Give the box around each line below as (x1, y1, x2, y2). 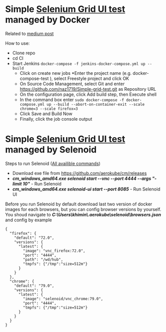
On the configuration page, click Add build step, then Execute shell (19, 91, 157, 97)
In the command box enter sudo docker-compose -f (19, 96, 124, 103)
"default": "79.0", (14, 283, 55, 288)
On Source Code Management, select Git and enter (19, 81, 125, 87)
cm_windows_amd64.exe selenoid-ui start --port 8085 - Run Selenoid (12, 186, 161, 192)
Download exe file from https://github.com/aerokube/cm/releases (12, 170, 147, 176)
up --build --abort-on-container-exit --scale (46, 102, 145, 107)
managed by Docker (5, 14, 90, 25)
